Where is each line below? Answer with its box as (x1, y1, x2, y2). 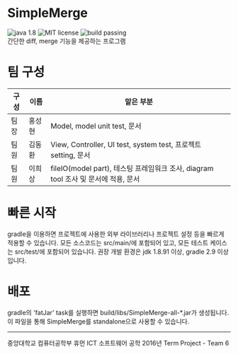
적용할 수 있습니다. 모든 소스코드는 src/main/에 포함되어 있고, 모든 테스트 (7, 238, 209, 247)
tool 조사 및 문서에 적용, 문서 (50, 174, 140, 184)
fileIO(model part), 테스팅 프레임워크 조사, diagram (50, 163, 214, 173)
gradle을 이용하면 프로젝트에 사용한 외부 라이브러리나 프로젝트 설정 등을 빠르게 (7, 230, 225, 238)
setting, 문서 (50, 150, 91, 160)
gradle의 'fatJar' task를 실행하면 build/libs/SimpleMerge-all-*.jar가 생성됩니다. (7, 308, 229, 317)
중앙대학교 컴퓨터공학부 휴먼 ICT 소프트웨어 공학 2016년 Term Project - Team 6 (7, 338, 229, 347)
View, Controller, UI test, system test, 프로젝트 (50, 139, 202, 149)
